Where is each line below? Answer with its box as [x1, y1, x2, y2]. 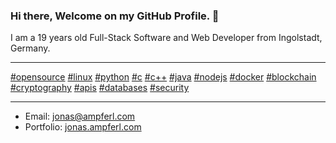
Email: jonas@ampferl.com [24, 110, 136, 123]
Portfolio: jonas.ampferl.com [24, 121, 142, 133]
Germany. [10, 42, 51, 54]
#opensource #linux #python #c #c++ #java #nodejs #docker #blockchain [10, 71, 317, 83]
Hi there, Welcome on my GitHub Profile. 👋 [10, 9, 220, 23]
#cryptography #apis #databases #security [10, 82, 190, 94]
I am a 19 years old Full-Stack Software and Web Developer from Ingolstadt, [10, 32, 323, 44]
